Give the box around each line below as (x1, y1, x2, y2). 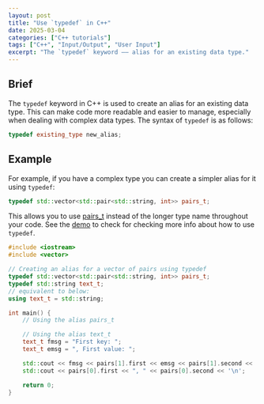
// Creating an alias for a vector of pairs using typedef (8, 266, 207, 274)
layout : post (8, 11, 51, 20)
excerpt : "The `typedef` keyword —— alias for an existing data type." (8, 48, 249, 56)
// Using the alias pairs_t (22, 316, 115, 324)
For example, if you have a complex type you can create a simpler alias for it (8, 173, 257, 183)
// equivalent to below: (8, 287, 90, 295)
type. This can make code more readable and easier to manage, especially (8, 107, 251, 116)
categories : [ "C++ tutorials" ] (8, 33, 111, 42)
